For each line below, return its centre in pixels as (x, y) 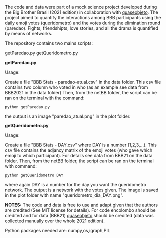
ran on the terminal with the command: (45, 98)
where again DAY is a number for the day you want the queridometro (76, 184)
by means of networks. (29, 34)
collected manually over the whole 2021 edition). (55, 221)
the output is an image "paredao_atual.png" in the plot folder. (68, 116)
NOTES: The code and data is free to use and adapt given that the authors (82, 205)
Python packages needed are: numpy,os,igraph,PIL (58, 230)
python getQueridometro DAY (34, 175)
